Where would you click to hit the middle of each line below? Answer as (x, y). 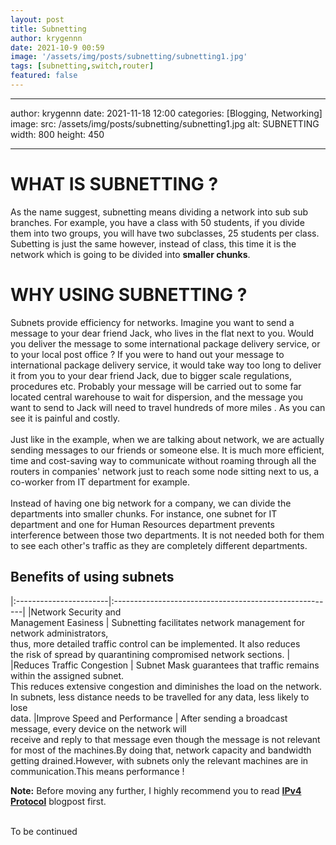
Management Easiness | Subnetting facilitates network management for (158, 622)
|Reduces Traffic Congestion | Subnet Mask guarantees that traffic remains (165, 665)
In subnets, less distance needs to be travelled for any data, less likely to (160, 697)
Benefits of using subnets (92, 577)
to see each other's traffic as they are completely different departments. (159, 545)
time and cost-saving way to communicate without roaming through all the (163, 460)
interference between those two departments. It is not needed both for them (167, 535)
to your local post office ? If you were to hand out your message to (147, 354)
